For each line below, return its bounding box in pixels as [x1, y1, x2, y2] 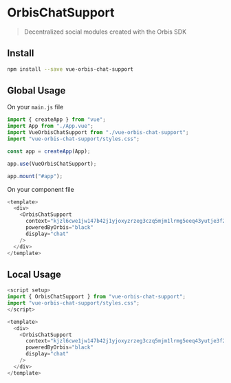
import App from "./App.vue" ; [7, 122, 94, 130]
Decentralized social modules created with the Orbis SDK [23, 28, 187, 36]
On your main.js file [7, 103, 64, 111]
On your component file [7, 185, 74, 193]
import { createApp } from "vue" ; [7, 116, 107, 123]
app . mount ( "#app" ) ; [7, 173, 63, 179]
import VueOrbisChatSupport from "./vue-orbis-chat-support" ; [7, 129, 189, 136]
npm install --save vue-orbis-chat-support [7, 65, 134, 73]
